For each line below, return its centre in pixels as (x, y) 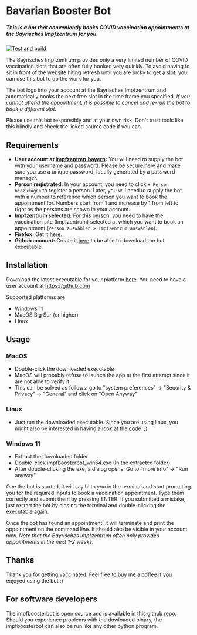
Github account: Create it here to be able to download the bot (90, 240)
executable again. (28, 512)
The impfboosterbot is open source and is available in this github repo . (91, 613)
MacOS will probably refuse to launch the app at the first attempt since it (102, 375)
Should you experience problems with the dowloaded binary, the (84, 620)
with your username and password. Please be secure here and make (97, 165)
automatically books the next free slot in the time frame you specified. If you (98, 97)
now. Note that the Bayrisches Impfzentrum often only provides (83, 536)
